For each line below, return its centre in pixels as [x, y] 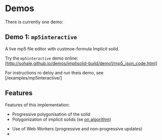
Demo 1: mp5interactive [41, 37]
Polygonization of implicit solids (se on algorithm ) [62, 119]
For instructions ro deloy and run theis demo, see [54, 73]
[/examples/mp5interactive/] [34, 78]
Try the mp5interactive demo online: [42, 58]
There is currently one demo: [34, 22]
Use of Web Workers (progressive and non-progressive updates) [77, 128]
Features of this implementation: [37, 105]
